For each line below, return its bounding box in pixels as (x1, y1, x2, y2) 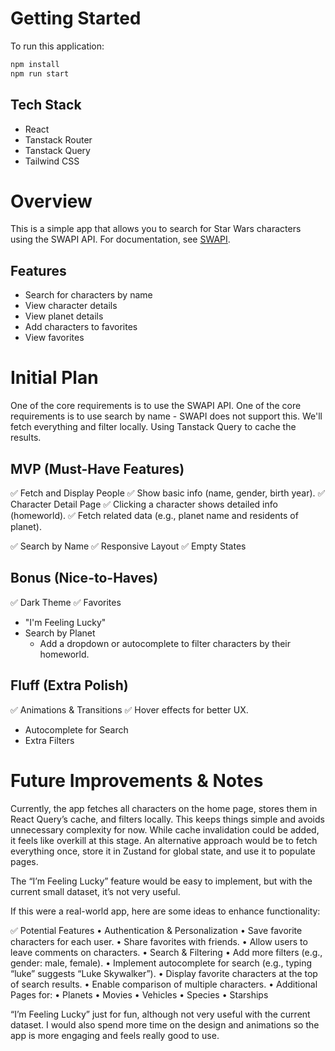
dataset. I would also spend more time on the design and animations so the (10, 1018, 320, 1031)
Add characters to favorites (24, 321, 138, 333)
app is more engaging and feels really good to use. (10, 1029, 220, 1041)
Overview (10, 190, 93, 212)
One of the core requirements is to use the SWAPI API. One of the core (10, 400, 302, 412)
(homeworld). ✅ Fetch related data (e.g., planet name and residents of (10, 510, 299, 521)
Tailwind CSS (24, 155, 80, 167)
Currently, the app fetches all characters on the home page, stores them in (10, 802, 318, 814)
